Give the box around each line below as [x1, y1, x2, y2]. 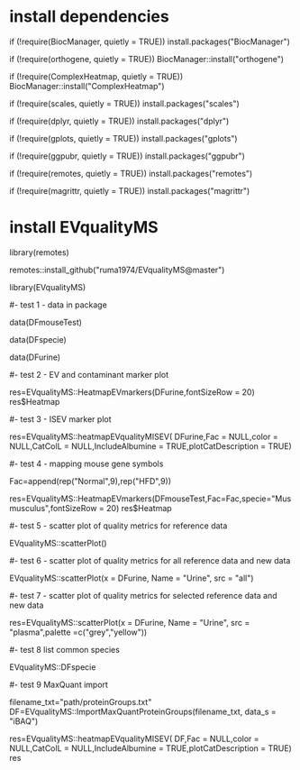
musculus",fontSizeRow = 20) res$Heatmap [9, 502, 173, 513]
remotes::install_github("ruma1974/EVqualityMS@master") [9, 264, 225, 275]
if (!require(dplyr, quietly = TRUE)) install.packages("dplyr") [9, 115, 230, 126]
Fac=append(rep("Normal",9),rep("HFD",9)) [9, 475, 172, 486]
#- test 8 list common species [9, 644, 120, 655]
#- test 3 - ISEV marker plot [9, 413, 112, 425]
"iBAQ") [9, 715, 39, 727]
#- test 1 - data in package [9, 299, 108, 310]
